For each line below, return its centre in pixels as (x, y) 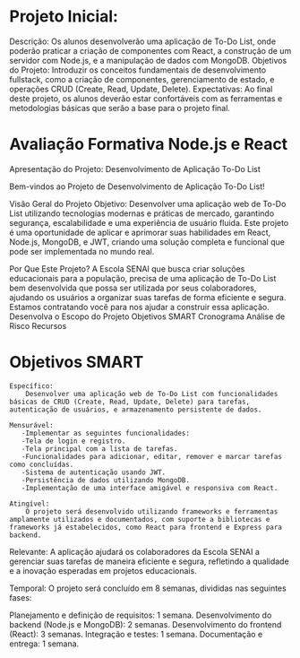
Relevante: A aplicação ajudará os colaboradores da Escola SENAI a (134, 551)
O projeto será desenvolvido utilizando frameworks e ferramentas (152, 511)
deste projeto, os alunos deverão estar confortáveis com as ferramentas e (146, 98)
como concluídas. (42, 464)
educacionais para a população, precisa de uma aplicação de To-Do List (143, 278)
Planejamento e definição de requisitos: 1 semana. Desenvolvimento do (141, 615)
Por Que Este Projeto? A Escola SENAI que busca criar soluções (127, 268)
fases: (21, 597)
